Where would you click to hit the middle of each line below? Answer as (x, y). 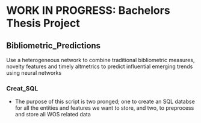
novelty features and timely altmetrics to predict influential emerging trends (100, 66)
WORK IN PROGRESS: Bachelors (88, 11)
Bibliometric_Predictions (54, 46)
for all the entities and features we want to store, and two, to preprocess (104, 108)
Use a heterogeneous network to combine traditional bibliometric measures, (100, 60)
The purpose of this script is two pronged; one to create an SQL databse (105, 102)
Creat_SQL (22, 88)
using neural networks (34, 73)
